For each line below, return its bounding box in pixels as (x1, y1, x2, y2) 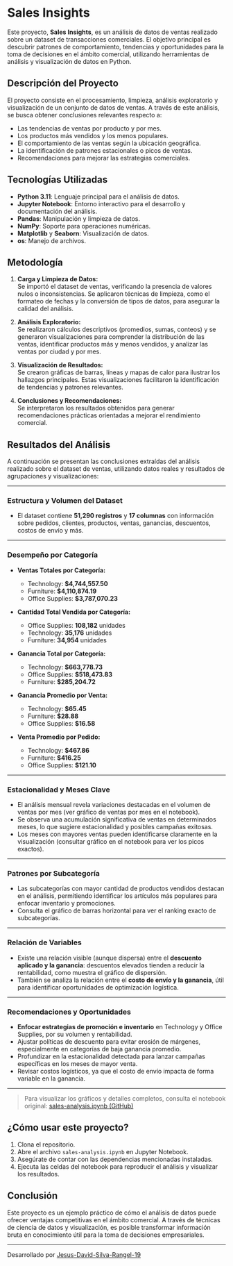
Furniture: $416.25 (27, 753, 81, 762)
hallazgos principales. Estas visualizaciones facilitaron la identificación (17, 376, 220, 384)
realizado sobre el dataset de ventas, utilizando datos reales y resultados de (7, 465, 225, 473)
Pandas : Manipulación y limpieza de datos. (17, 214, 141, 223)
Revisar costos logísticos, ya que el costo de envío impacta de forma (17, 1067, 214, 1075)
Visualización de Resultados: (17, 361, 103, 369)
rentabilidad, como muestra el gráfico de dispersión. (17, 968, 167, 976)
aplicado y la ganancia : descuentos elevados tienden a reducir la (17, 960, 205, 969)
